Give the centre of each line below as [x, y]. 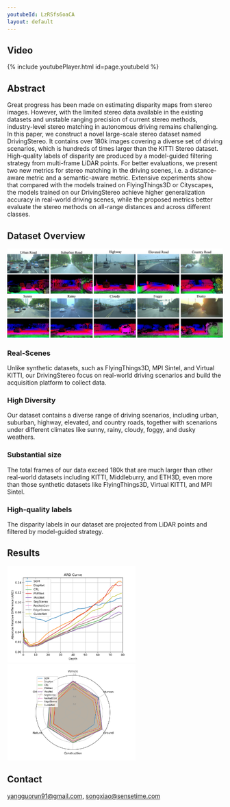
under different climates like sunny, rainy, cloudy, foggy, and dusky [102, 430]
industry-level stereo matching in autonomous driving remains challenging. [113, 127]
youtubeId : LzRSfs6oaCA [41, 14]
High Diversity [31, 400]
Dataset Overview [46, 236]
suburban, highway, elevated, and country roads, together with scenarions [112, 422]
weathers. [21, 437]
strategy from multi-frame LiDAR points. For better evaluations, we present [112, 163]
